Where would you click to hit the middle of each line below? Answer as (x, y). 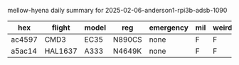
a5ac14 (24, 51)
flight (61, 28)
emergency (169, 28)
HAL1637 (61, 51)
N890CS (127, 40)
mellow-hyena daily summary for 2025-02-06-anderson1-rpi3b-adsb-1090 (117, 10)
